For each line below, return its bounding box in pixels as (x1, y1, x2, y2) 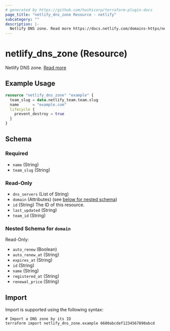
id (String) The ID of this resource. (12, 202, 85, 208)
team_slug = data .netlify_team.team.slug (10, 97, 99, 103)
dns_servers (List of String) (12, 191, 69, 197)
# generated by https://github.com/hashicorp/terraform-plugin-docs (5, 7, 153, 13)
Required (5, 150, 28, 157)
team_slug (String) (12, 167, 51, 173)
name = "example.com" (10, 102, 67, 107)
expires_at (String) (12, 257, 53, 263)
